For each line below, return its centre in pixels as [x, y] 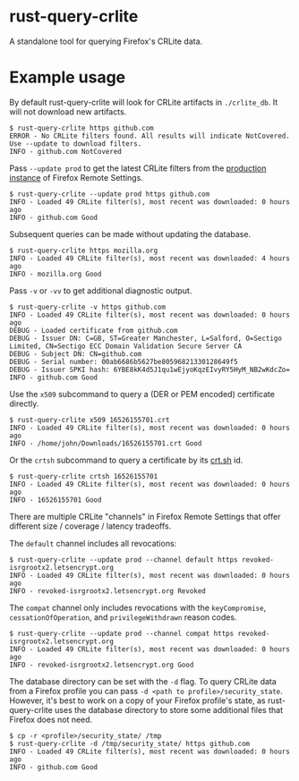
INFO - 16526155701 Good [56, 500]
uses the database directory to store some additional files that [169, 709]
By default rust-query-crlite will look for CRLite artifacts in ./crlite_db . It [144, 102]
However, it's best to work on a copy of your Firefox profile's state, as [137, 700]
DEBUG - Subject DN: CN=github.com [76, 354]
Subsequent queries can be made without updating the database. [130, 233]
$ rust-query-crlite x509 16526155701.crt [90, 420]
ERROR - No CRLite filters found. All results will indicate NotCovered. [150, 136]
